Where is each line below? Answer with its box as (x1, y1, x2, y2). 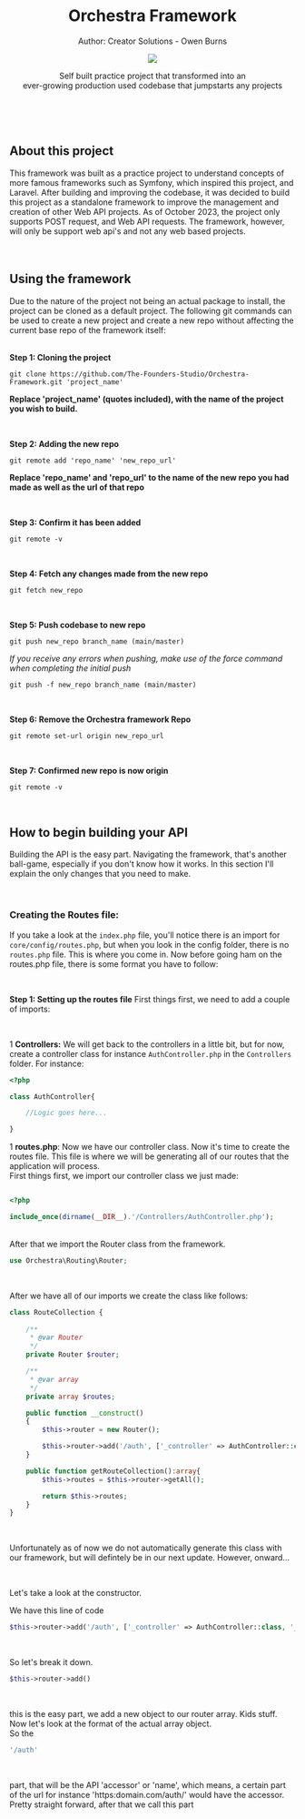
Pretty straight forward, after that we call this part (9, 1799, 194, 1810)
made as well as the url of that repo (9, 482, 145, 493)
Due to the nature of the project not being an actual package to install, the (9, 295, 286, 306)
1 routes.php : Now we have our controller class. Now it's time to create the (9, 1142, 290, 1153)
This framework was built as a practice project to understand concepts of (9, 168, 284, 178)
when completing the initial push (9, 662, 132, 674)
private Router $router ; (25, 1350, 120, 1359)
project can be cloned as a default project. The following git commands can (9, 305, 292, 316)
